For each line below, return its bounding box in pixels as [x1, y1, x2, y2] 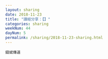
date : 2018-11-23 [5, 12, 42, 17]
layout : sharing [5, 7, 40, 12]
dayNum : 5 [5, 30, 26, 35]
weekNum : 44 [5, 26, 30, 31]
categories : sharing [5, 21, 49, 26]
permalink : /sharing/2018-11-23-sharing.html [5, 35, 103, 40]
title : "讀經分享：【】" [5, 16, 51, 21]
